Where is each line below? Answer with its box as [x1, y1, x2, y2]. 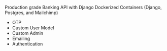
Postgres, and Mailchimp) [5, 10, 58, 16]
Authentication [12, 41, 43, 47]
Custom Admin [12, 30, 44, 36]
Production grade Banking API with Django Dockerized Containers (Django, [5, 5, 162, 10]
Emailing [12, 35, 30, 41]
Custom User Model [12, 25, 54, 31]
